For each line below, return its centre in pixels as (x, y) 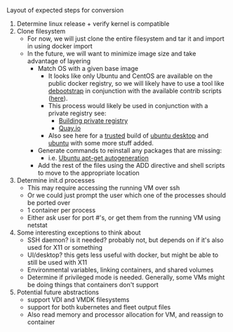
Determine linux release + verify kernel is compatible (93, 24)
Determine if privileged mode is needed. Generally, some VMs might (126, 277)
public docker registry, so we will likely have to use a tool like (136, 83)
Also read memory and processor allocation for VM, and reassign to (125, 314)
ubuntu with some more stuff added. (101, 143)
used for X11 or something (65, 247)
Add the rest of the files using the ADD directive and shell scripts (131, 165)
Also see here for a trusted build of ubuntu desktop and (128, 135)
